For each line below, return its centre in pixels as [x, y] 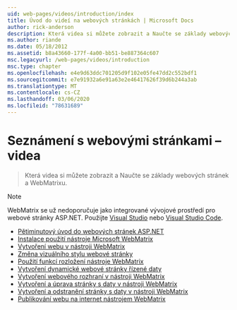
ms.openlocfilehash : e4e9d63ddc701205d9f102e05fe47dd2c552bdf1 [102, 73]
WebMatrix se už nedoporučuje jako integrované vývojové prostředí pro [111, 210]
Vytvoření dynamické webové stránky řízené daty [90, 268]
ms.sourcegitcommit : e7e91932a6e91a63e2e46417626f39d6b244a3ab [102, 79]
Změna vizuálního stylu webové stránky [75, 254]
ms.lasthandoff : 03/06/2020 [49, 100]
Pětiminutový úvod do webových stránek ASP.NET [91, 231]
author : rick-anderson [41, 27]
